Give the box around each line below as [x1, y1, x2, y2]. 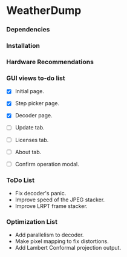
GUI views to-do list [6, 74, 65, 82]
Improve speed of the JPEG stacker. [15, 196, 105, 203]
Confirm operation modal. [15, 160, 80, 168]
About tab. [15, 148, 42, 155]
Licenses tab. [15, 136, 49, 143]
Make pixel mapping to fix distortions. [15, 238, 109, 245]
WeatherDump [6, 4, 82, 18]
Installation [6, 42, 41, 50]
